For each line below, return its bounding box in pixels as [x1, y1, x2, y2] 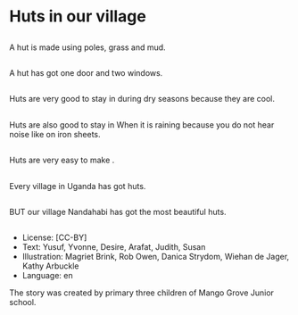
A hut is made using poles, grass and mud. [9, 42, 167, 53]
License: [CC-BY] [21, 232, 87, 243]
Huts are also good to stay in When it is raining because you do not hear [9, 119, 275, 130]
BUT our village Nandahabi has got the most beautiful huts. [9, 206, 227, 217]
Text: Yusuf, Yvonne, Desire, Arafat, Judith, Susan [21, 242, 206, 253]
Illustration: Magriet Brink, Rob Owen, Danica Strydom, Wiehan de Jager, [21, 252, 290, 262]
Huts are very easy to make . [9, 154, 115, 166]
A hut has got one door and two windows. [9, 67, 163, 78]
